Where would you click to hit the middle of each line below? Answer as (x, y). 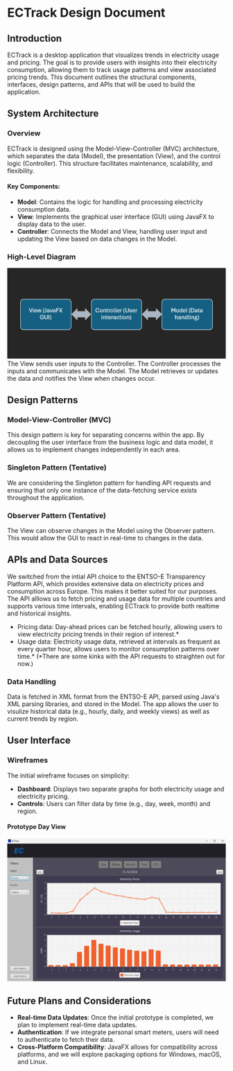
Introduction (35, 38)
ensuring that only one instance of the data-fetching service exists (102, 490)
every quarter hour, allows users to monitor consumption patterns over (118, 649)
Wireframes (28, 760)
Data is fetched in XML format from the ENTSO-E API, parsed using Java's (113, 697)
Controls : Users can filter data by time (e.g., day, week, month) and (114, 803)
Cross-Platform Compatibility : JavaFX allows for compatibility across (118, 1047)
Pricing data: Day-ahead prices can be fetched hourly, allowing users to (120, 626)
